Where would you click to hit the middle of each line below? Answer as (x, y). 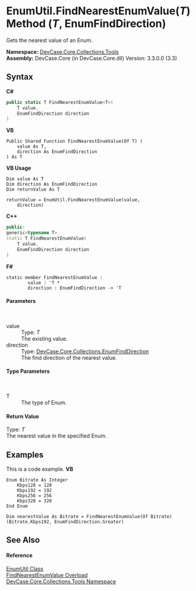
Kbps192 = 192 (34, 490)
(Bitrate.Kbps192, (29, 522)
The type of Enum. (44, 402)
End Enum (17, 506)
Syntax (20, 77)
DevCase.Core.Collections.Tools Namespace (61, 581)
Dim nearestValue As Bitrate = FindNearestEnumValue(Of (77, 516)
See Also (23, 540)
